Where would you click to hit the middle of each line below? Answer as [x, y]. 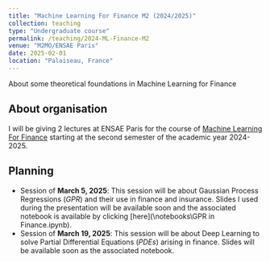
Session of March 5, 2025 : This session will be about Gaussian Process [139, 190]
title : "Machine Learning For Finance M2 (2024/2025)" [102, 16]
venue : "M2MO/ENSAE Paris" [54, 46]
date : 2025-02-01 [37, 53]
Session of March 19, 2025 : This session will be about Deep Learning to [140, 233]
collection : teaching [45, 23]
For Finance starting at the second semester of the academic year [118, 137]
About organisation [58, 109]
